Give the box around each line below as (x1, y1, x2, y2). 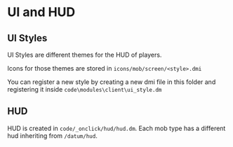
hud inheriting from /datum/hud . (7, 131, 98, 140)
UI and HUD (7, 4, 76, 20)
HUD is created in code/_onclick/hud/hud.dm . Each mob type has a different (7, 124, 226, 132)
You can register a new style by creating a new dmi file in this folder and (7, 78, 216, 86)
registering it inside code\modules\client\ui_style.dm (7, 85, 162, 93)
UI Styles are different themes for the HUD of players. (7, 50, 162, 59)
